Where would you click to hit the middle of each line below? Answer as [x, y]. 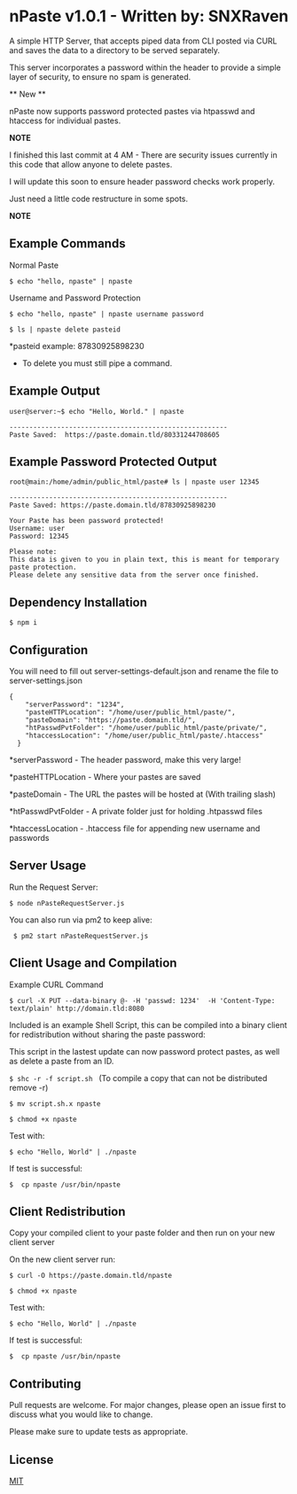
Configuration [49, 650]
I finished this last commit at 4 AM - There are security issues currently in [143, 155]
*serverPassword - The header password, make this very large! [125, 760]
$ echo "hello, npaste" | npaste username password [106, 314]
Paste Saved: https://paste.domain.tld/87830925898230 [113, 506]
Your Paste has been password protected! [87, 521]
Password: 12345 [39, 537]
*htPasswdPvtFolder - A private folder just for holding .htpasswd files [136, 811]
